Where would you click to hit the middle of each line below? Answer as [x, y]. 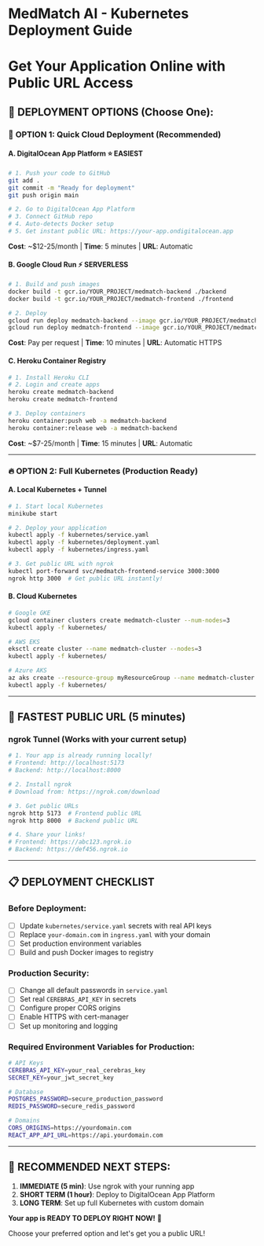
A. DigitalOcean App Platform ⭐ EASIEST [76, 153]
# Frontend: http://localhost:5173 [66, 763]
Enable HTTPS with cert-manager [74, 1017]
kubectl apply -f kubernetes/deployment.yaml [84, 542]
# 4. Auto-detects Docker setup [61, 224]
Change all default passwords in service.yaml [94, 991]
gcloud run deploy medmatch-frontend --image [84, 328]
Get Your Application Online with [117, 66]
